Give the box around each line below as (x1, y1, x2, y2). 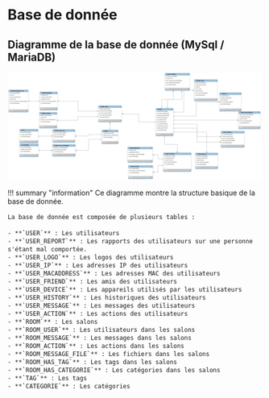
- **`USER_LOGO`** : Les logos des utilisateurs (7, 253, 174, 261)
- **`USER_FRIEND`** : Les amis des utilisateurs (7, 277, 178, 285)
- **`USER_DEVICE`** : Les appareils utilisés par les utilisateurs (7, 285, 242, 293)
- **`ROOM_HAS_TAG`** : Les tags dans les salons (7, 358, 178, 366)
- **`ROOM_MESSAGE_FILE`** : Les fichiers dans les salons (7, 350, 210, 358)
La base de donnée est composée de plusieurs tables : (7, 213, 196, 221)
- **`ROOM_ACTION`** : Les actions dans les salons (7, 342, 184, 350)
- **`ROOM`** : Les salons (7, 317, 98, 325)
